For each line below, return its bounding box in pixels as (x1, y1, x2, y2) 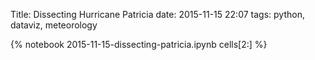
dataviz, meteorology (10, 19, 98, 31)
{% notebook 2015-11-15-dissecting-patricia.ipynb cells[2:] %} (10, 39, 268, 50)
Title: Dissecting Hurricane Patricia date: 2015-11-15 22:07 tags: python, (10, 9, 305, 20)
